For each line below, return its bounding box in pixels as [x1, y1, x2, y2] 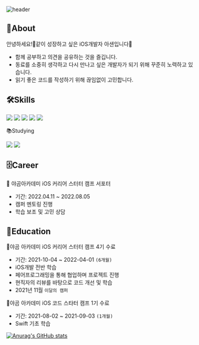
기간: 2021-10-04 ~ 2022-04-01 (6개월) [15, 256, 112, 263]
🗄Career [6, 160, 39, 170]
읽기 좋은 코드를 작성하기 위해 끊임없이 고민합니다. [15, 76, 133, 83]
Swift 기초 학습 [15, 320, 51, 327]
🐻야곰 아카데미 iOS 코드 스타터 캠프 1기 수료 [6, 299, 110, 307]
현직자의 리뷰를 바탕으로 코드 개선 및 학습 [15, 279, 113, 286]
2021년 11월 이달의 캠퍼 [15, 287, 69, 294]
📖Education [6, 226, 51, 237]
